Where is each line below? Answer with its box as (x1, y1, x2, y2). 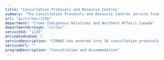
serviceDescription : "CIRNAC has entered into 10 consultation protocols (5, 39, 160, 44)
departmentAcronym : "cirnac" (5, 25, 65, 30)
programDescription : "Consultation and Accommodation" (5, 47, 120, 52)
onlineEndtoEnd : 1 (5, 34, 43, 39)
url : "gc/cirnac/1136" (5, 16, 52, 21)
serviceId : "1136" (5, 30, 43, 34)
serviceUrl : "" (5, 43, 36, 48)
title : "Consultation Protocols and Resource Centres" (5, 7, 120, 12)
